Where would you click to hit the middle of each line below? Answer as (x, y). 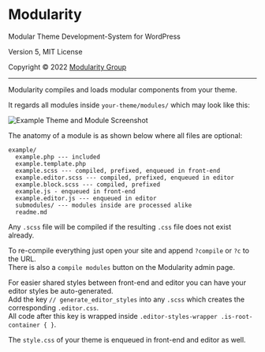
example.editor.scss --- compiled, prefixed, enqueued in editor (125, 178)
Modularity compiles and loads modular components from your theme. (123, 89)
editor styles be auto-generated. (61, 290)
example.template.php (51, 163)
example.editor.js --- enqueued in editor (86, 198)
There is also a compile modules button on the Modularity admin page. (121, 267)
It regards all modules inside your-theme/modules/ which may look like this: (129, 105)
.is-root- (237, 316)
